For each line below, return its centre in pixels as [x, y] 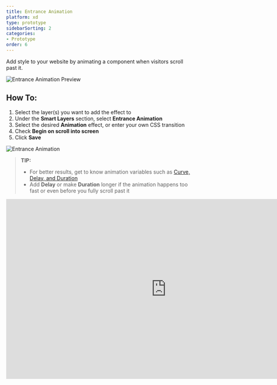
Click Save [28, 137]
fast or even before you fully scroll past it [80, 191]
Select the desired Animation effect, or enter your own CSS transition [100, 124]
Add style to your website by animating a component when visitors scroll [95, 61]
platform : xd [22, 17]
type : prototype [26, 23]
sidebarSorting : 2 [29, 28]
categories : [21, 34]
